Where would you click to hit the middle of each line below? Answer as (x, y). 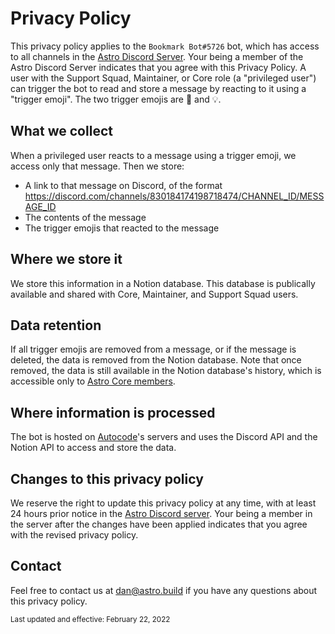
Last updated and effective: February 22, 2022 (90, 619)
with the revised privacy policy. (74, 535)
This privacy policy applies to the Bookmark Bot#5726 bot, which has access (165, 46)
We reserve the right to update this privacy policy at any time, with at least (163, 503)
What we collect (61, 131)
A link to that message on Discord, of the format (123, 185)
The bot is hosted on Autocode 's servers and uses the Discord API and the (164, 437)
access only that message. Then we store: (97, 166)
